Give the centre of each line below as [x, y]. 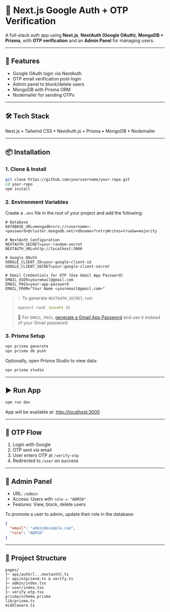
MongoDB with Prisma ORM [41, 89]
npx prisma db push [26, 351]
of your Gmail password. [43, 323]
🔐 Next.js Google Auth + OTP [67, 10]
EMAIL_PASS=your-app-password [37, 284]
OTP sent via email [32, 450]
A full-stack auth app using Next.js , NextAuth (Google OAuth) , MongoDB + [84, 35]
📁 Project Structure [36, 558]
